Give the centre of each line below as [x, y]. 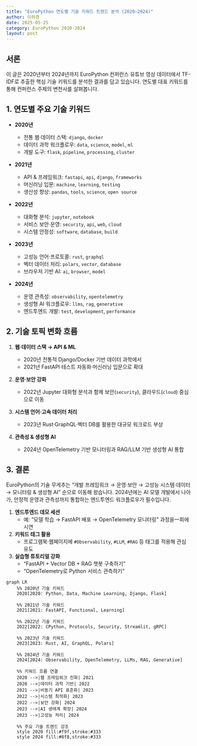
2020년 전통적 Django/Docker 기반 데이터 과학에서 [83, 359]
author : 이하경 [23, 17]
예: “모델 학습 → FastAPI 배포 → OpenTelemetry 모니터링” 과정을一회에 [106, 520]
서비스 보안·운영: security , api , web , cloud [72, 224]
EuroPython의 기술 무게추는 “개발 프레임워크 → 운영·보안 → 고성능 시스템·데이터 [98, 485]
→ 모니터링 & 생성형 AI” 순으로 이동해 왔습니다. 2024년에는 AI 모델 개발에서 [93, 492]
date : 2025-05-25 [27, 22]
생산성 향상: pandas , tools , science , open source [80, 192]
